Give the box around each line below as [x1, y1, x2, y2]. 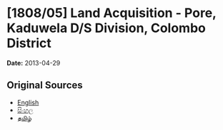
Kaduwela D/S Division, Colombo [6, 20, 207, 36]
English [16, 98, 39, 107]
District [6, 36, 51, 51]
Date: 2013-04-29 [6, 58, 61, 67]
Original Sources [6, 80, 83, 92]
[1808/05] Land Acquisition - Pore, [6, 5, 217, 21]
